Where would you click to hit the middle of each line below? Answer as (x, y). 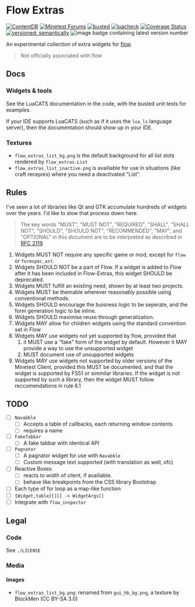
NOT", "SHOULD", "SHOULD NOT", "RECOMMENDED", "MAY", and (101, 230)
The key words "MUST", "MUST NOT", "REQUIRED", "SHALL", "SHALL (105, 224)
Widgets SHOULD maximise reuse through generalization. (84, 317)
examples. (18, 110)
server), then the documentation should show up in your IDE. (79, 128)
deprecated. (29, 279)
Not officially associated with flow (61, 55)
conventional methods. (42, 298)
